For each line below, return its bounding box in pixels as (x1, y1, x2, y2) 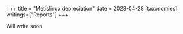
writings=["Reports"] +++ (6, 11, 69, 18)
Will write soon (6, 23, 43, 29)
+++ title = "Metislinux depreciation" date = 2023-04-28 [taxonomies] (6, 5, 178, 12)
